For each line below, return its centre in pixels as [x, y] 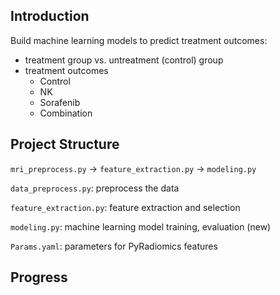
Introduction [50, 16]
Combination [66, 113]
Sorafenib [60, 102]
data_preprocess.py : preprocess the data [95, 188]
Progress [39, 277]
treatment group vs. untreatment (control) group [124, 60]
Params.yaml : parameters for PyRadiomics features [114, 246]
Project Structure [65, 144]
